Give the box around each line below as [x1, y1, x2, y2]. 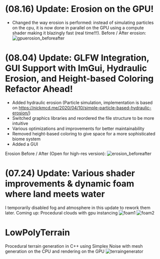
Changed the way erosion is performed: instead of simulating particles [12, 20, 154, 25]
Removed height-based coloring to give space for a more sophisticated [12, 130, 156, 136]
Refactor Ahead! [5, 84, 73, 95]
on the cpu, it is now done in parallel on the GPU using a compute [12, 24, 144, 30]
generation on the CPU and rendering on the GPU [5, 248, 105, 254]
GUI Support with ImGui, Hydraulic [5, 63, 147, 74]
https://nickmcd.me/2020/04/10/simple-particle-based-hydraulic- [19, 105, 152, 110]
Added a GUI [12, 141, 38, 147]
